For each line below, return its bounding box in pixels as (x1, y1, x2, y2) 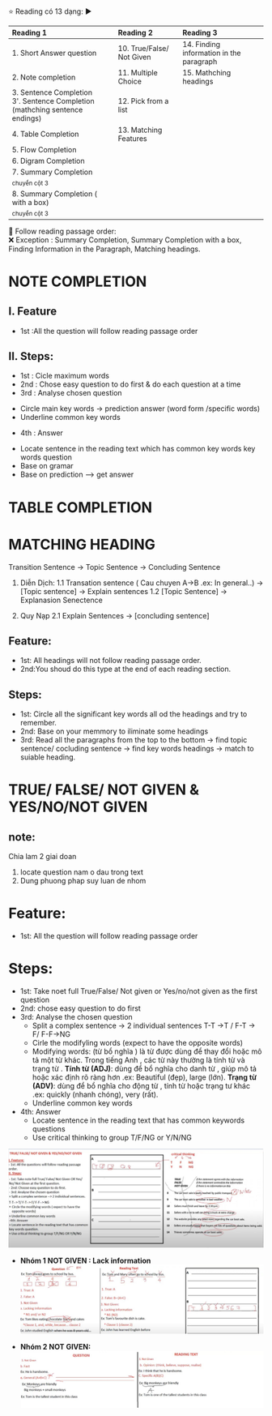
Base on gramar (19, 461, 74, 471)
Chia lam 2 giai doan (8, 852, 77, 862)
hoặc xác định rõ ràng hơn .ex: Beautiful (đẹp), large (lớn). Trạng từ (32, 1072, 257, 1082)
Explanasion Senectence (19, 595, 103, 605)
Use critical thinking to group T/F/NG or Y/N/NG (32, 1133, 192, 1143)
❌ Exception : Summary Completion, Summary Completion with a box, (8, 234, 242, 245)
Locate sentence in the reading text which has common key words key (19, 444, 256, 454)
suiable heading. (19, 752, 76, 762)
